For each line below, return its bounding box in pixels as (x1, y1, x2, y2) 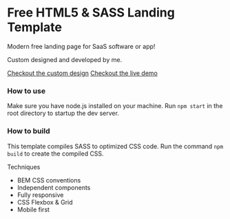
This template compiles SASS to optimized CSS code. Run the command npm (7, 142, 224, 150)
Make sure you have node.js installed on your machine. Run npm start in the (7, 102, 223, 110)
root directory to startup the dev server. (7, 109, 119, 118)
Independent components (17, 183, 91, 191)
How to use (7, 86, 46, 96)
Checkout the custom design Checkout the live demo (7, 69, 158, 77)
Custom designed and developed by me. (7, 55, 123, 63)
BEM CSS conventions (17, 176, 81, 184)
